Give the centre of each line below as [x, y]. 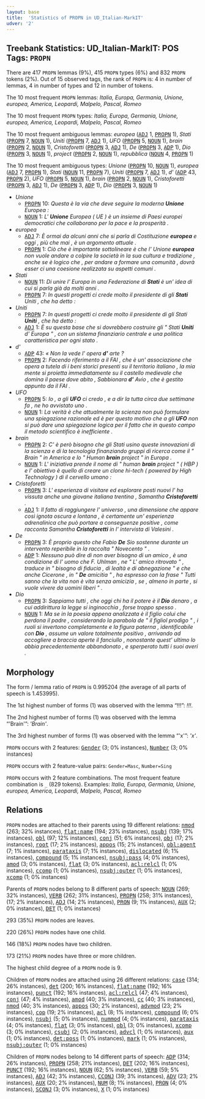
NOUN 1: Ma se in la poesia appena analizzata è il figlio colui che [105, 614]
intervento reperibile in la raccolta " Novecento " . [87, 549]
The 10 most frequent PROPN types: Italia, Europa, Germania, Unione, [92, 116]
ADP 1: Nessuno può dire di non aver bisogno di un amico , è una [106, 555]
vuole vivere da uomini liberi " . [63, 588]
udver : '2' [20, 23]
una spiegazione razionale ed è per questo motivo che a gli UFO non [111, 419]
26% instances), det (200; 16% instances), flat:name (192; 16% [89, 986]
